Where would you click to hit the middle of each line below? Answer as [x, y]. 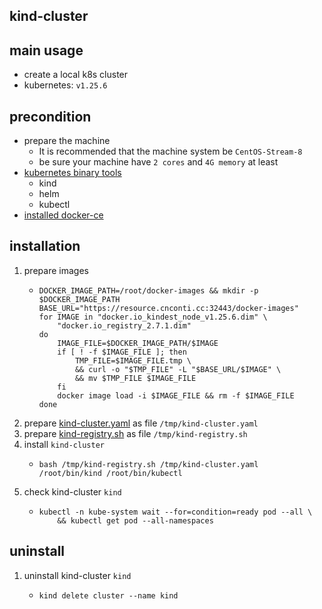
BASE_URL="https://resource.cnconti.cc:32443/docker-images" [168, 308]
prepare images [56, 270]
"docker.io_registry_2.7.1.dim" [124, 325]
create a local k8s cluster [76, 75]
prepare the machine [67, 141]
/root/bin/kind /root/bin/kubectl [110, 473]
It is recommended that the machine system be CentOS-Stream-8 [170, 151]
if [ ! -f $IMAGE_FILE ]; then [122, 352]
